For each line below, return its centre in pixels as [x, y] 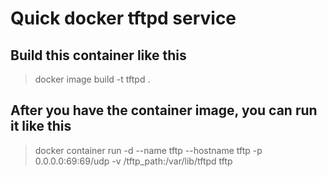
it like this [41, 126]
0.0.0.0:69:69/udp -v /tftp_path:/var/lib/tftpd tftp [133, 161]
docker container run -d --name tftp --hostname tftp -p [148, 150]
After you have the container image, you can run [164, 110]
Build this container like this [98, 55]
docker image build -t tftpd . [92, 79]
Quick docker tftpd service [123, 18]
